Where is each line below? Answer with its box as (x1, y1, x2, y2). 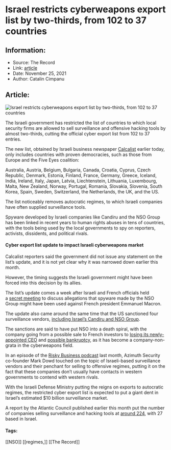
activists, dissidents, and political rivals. (5, 230, 89, 237)
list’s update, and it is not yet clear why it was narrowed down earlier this (5, 259, 158, 265)
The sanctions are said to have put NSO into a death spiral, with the (5, 326, 147, 332)
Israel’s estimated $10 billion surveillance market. (5, 395, 108, 401)
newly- (150, 331, 164, 338)
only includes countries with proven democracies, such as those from (5, 151, 152, 158)
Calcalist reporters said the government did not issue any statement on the (5, 253, 162, 260)
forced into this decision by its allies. (5, 280, 82, 286)
